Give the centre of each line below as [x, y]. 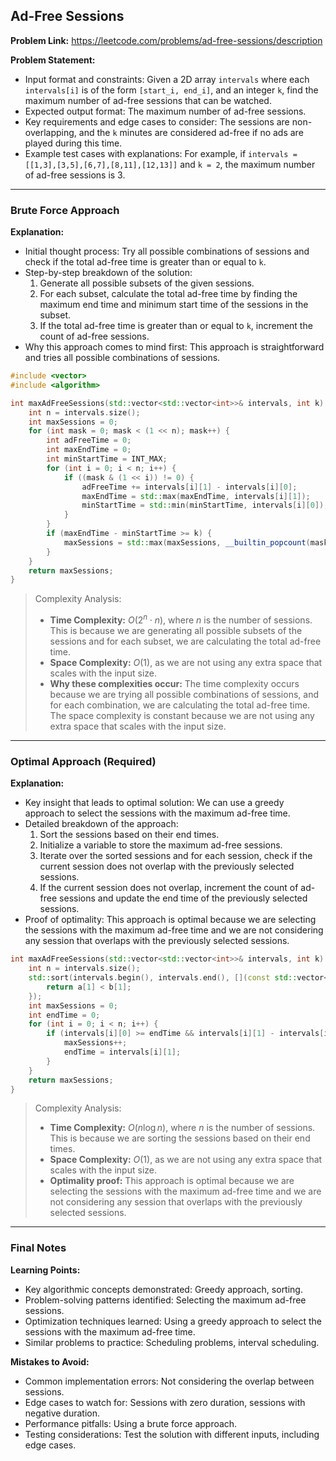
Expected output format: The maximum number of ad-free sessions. [165, 111]
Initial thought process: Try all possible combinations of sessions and [167, 251]
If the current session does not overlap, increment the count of [169, 888]
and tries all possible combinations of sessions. [122, 358]
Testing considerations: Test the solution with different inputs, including [172, 1434]
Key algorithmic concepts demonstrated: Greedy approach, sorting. [163, 1289]
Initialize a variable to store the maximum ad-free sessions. [161, 845]
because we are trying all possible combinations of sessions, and [184, 695]
